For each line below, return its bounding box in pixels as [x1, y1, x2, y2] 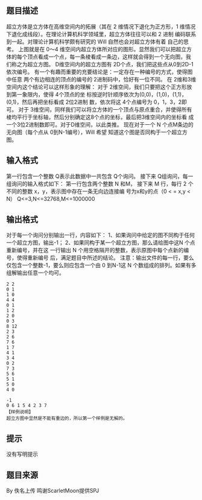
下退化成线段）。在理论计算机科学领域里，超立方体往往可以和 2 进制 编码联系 [6, 30, 197, 37]
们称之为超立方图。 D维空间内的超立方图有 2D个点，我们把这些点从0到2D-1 [6, 60, 194, 68]
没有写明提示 [6, 451, 38, 458]
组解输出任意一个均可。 [6, 269, 65, 276]
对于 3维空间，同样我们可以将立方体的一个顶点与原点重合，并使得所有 [17, 106, 192, 113]
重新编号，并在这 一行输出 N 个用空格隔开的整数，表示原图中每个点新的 [6, 247, 184, 254]
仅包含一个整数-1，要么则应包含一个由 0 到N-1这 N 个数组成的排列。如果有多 [6, 262, 197, 269]
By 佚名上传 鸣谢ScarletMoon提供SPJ [6, 487, 99, 495]
